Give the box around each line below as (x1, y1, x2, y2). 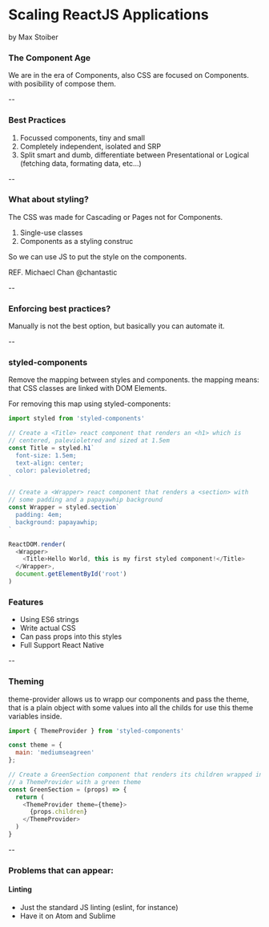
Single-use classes (19, 227, 83, 238)
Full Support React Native (19, 640, 105, 650)
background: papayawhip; (15, 518, 98, 527)
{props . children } (29, 808, 88, 816)
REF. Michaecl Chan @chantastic (8, 267, 118, 277)
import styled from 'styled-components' (8, 415, 146, 423)
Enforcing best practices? (8, 303, 111, 314)
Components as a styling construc (19, 236, 134, 246)
